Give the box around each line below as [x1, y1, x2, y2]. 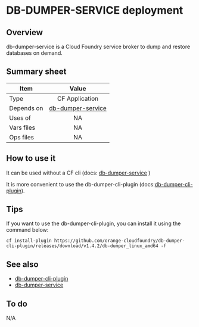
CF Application [57, 94, 99, 102]
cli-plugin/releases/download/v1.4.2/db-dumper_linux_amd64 [6, 243, 159, 249]
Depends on [9, 104, 43, 112]
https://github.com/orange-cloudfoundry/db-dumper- [54, 238, 185, 244]
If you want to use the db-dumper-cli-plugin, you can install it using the [6, 220, 181, 227]
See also [6, 259, 39, 269]
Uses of [9, 114, 31, 122]
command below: [6, 226, 49, 233]
